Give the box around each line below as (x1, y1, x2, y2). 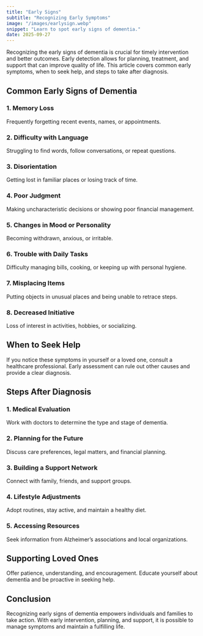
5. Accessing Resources (6, 522, 80, 530)
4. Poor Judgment (6, 191, 61, 200)
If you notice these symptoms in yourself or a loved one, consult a (6, 356, 173, 363)
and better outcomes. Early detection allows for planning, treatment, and (6, 55, 189, 62)
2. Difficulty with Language (6, 133, 89, 141)
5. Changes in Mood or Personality (6, 221, 111, 229)
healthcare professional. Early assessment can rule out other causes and (6, 362, 190, 370)
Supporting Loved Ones (6, 553, 99, 563)
